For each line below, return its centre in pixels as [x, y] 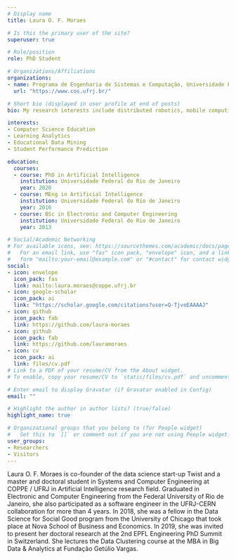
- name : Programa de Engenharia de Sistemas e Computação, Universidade [116, 84]
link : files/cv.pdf [42, 364]
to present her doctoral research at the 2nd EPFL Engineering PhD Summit [115, 534]
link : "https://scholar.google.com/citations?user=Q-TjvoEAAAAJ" [111, 305]
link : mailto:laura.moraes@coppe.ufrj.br [75, 285]
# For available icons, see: [50, 247]
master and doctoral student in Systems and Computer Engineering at [108, 481]
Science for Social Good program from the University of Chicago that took [114, 519]
